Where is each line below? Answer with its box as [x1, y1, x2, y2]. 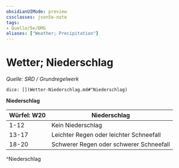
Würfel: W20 [9, 111, 46, 120]
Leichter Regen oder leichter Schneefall [51, 131, 161, 139]
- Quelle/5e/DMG [6, 25, 46, 31]
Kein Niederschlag [51, 121, 102, 130]
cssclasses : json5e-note [6, 14, 67, 20]
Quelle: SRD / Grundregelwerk [6, 75, 79, 83]
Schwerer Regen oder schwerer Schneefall [51, 140, 170, 149]
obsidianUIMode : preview [6, 8, 67, 15]
